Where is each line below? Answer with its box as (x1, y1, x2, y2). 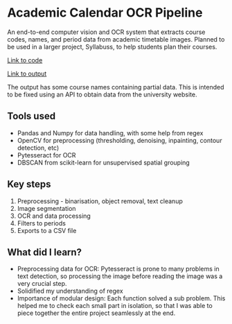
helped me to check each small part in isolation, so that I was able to (17, 302, 213, 310)
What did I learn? (7, 246, 82, 258)
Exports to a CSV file (17, 226, 77, 235)
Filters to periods (17, 219, 66, 227)
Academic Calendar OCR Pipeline (7, 5, 203, 21)
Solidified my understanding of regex (17, 287, 123, 296)
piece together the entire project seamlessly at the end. (17, 309, 176, 317)
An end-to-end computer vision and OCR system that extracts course (7, 28, 206, 36)
